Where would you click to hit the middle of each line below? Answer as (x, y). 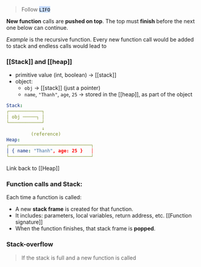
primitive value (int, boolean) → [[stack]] (66, 75)
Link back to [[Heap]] (33, 168)
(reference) (46, 134)
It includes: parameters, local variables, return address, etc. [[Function (103, 216)
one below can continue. (37, 28)
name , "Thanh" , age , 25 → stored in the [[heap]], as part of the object (108, 94)
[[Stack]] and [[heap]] (39, 62)
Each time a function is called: (44, 198)
